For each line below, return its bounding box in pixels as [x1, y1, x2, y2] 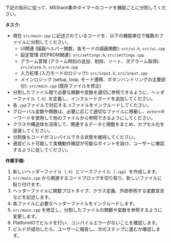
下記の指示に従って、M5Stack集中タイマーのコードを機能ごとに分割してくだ [5, 5, 166, 10]
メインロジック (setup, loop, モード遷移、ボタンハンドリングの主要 [20, 76, 162, 82]
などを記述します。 [12, 194, 53, 200]
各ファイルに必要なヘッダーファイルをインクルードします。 [12, 201, 138, 206]
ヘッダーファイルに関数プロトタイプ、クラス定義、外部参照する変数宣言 [12, 188, 165, 193]
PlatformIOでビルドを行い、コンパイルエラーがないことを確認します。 [12, 219, 160, 226]
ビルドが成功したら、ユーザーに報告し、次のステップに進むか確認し [12, 226, 156, 232]
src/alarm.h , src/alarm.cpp [20, 64, 78, 70]
